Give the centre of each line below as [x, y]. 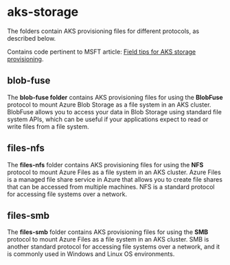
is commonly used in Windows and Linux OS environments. [91, 254]
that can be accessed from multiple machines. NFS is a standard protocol [111, 187]
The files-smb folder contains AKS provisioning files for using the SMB [108, 232]
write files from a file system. [48, 126]
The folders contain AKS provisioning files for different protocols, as [103, 31]
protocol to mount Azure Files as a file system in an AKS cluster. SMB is [108, 240]
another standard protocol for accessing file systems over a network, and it [114, 247]
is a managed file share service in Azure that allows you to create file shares [115, 179]
